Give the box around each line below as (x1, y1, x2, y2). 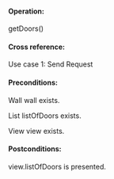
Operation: (8, 6, 45, 16)
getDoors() (8, 24, 44, 33)
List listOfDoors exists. (8, 111, 82, 120)
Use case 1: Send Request (8, 59, 93, 69)
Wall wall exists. (8, 95, 60, 105)
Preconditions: (8, 78, 58, 87)
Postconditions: (8, 144, 62, 154)
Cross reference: (8, 42, 66, 51)
